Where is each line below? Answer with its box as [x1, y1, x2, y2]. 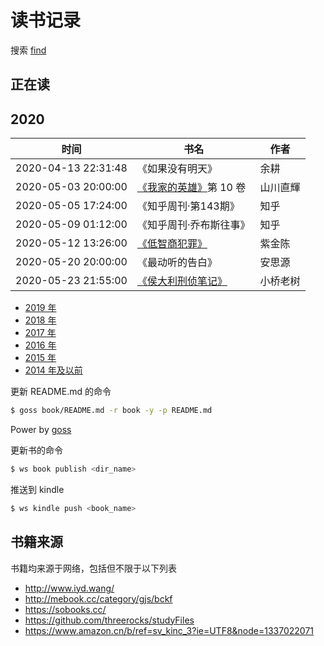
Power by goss [10, 424, 72, 436]
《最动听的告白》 [136, 256, 218, 270]
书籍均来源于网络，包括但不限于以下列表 [10, 562, 177, 574]
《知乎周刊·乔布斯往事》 [136, 218, 251, 232]
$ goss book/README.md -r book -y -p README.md [10, 406, 213, 416]
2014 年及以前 [24, 364, 83, 376]
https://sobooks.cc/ [24, 603, 107, 615]
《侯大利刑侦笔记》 [136, 274, 228, 288]
